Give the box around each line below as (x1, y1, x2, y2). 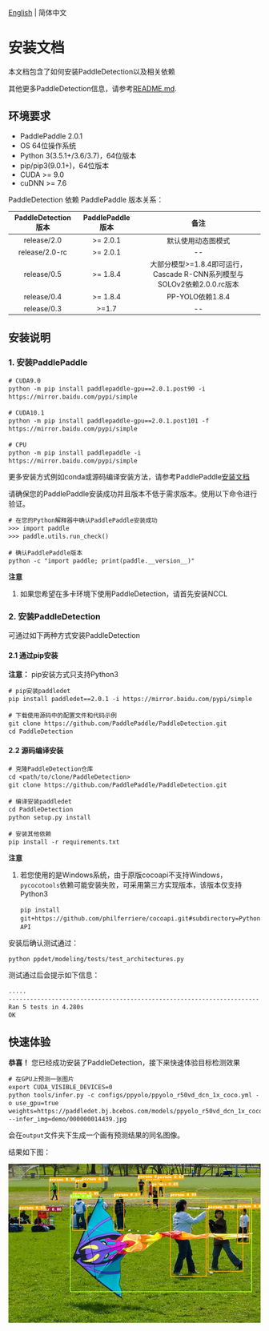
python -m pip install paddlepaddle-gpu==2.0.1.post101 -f (8, 416, 210, 425)
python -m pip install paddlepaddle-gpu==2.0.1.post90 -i (8, 384, 206, 393)
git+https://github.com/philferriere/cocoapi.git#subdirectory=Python (19, 915, 261, 923)
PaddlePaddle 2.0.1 (19, 131, 82, 141)
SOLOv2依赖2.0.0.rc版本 (157, 279, 239, 289)
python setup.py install (8, 814, 91, 822)
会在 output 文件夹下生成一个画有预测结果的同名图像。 (8, 1130, 184, 1140)
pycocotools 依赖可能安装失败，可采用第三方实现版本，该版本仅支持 (19, 880, 243, 890)
